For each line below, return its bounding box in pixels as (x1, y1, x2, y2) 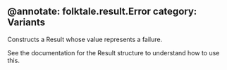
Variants (7, 17, 46, 29)
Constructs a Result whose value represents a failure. (7, 35, 163, 43)
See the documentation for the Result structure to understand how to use (7, 48, 220, 57)
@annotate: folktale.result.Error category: (7, 6, 197, 17)
